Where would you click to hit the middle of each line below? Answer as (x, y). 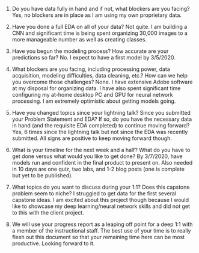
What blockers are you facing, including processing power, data (91, 69)
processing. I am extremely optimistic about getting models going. (94, 101)
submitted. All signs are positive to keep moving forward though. (92, 138)
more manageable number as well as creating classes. (79, 39)
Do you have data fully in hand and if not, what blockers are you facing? (101, 9)
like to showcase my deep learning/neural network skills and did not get (101, 206)
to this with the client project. (48, 212)
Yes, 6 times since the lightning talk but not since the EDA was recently (100, 132)
